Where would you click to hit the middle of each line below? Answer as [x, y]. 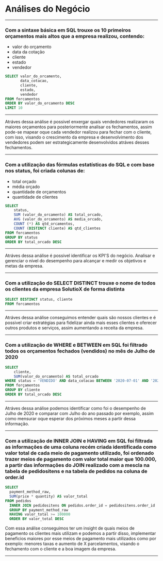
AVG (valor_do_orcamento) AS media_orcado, [58, 220]
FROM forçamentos [23, 385]
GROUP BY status [21, 237]
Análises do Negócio [48, 9]
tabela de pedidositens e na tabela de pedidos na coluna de [76, 471]
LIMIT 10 [14, 108]
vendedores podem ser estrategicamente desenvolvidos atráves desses [77, 142]
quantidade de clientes [35, 197]
